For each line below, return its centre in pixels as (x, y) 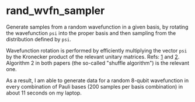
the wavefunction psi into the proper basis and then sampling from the (91, 33)
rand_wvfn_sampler (55, 11)
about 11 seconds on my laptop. (44, 93)
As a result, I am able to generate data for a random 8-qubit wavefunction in (97, 80)
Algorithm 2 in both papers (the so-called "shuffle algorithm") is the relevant (98, 63)
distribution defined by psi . (39, 39)
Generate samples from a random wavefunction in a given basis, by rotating (97, 27)
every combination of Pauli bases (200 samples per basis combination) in (94, 86)
